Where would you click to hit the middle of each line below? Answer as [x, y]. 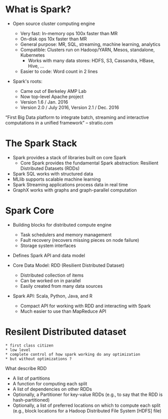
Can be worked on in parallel [50, 280]
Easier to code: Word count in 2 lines [59, 71]
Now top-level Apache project [52, 96]
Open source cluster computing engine [54, 23]
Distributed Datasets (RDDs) [50, 168]
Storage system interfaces [48, 245]
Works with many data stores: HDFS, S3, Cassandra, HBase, [91, 60]
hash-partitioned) [31, 400]
